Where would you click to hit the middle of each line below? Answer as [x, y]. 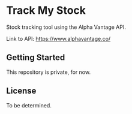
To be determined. [29, 105]
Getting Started [36, 58]
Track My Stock [46, 10]
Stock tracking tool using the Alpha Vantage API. [66, 27]
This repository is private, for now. [49, 72]
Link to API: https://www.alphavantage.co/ [58, 38]
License [21, 91]
